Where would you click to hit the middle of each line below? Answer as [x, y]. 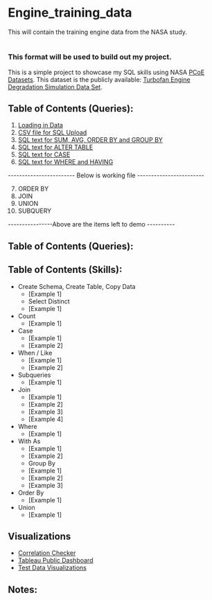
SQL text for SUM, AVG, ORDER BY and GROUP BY [90, 140]
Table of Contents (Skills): [65, 270]
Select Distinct [49, 301]
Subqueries [34, 375]
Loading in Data [40, 125]
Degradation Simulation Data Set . [55, 87]
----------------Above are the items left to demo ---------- [91, 224]
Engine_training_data [70, 13]
